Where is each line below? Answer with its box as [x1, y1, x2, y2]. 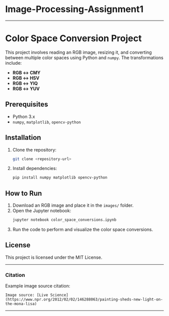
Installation [5, 133, 41, 142]
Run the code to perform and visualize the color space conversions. [12, 226, 153, 232]
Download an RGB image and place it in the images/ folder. [12, 202, 134, 209]
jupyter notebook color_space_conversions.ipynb [12, 217, 117, 223]
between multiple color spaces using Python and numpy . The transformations [5, 54, 163, 61]
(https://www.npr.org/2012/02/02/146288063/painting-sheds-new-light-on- [5, 297, 163, 302]
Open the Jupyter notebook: [12, 208, 71, 214]
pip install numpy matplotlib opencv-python [12, 175, 108, 180]
